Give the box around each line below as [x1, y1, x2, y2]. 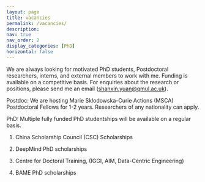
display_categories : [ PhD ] [6, 43, 75, 49]
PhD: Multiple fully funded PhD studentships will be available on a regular [6, 115, 192, 122]
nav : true [6, 32, 32, 38]
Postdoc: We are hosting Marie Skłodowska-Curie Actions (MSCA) [6, 96, 174, 104]
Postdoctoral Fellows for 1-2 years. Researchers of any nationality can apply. [6, 103, 199, 111]
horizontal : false [6, 49, 53, 55]
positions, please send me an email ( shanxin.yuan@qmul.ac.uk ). [6, 85, 168, 92]
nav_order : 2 [6, 37, 40, 43]
